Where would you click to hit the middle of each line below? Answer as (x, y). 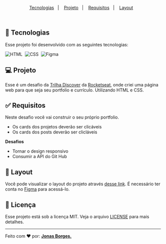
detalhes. (15, 222)
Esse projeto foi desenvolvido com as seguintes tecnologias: (67, 44)
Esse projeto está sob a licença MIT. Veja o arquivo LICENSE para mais (77, 217)
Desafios (15, 142)
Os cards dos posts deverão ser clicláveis (55, 132)
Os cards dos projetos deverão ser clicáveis (57, 127)
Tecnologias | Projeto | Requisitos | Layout (81, 8)
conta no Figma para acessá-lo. (38, 189)
